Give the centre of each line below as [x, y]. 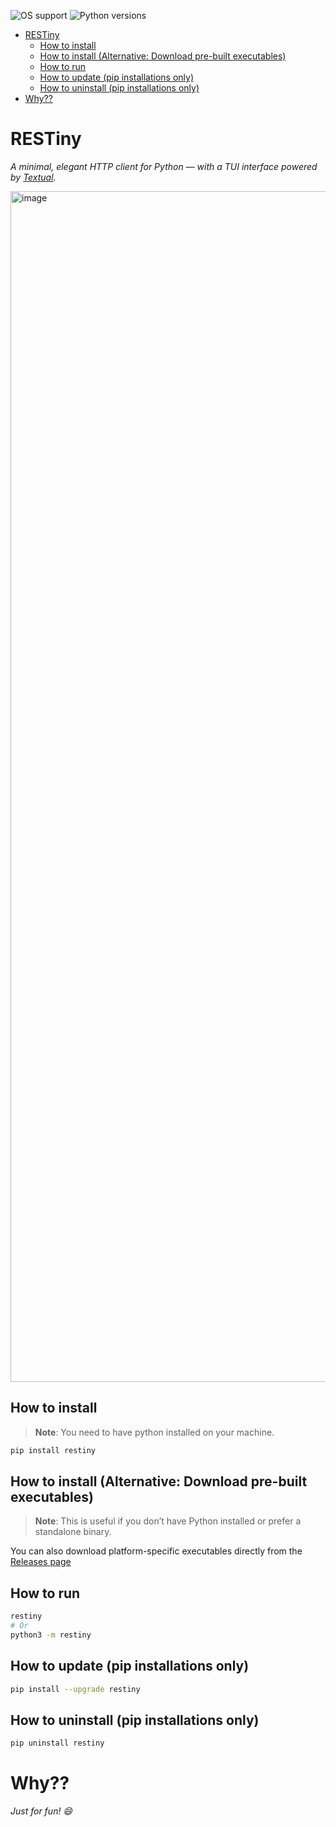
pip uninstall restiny [57, 1743]
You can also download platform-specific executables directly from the [156, 1551]
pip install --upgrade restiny [75, 1689]
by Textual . [33, 177]
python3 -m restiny [51, 1635]
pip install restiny [53, 1450]
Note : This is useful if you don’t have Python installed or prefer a [168, 1521]
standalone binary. [73, 1532]
